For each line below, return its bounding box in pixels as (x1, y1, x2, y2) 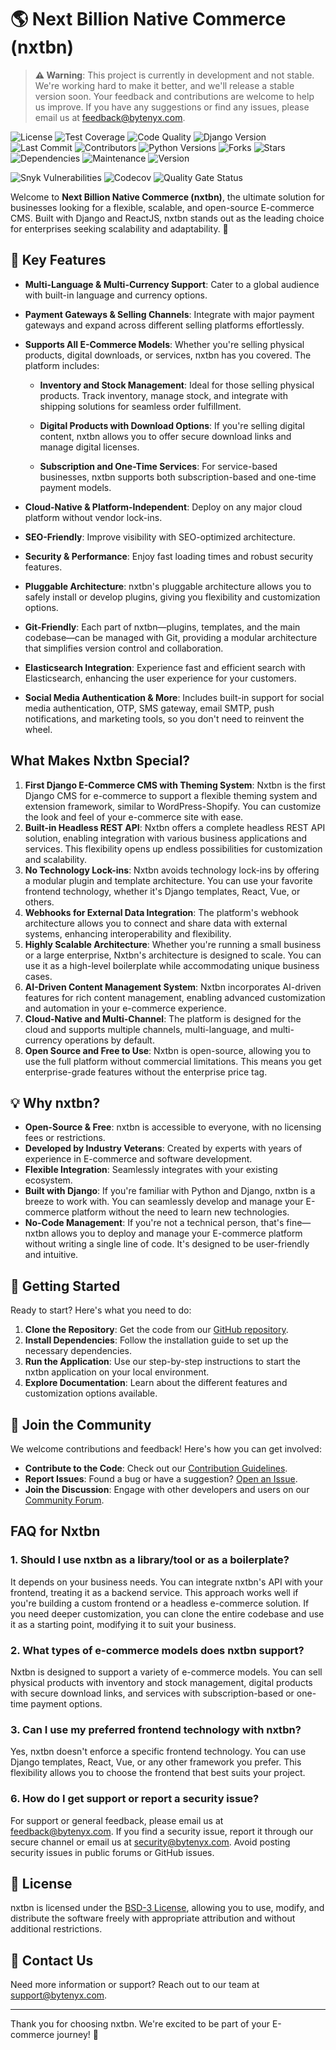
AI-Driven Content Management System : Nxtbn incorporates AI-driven (24, 981, 322, 993)
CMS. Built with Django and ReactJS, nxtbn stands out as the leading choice (10, 212, 325, 224)
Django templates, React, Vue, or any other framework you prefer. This (10, 1756, 302, 1768)
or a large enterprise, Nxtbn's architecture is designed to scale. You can (24, 949, 322, 961)
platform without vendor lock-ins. (24, 511, 163, 523)
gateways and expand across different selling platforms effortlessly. (24, 319, 305, 331)
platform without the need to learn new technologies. (71, 1206, 290, 1218)
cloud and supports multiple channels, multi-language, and (24, 1023, 268, 1035)
